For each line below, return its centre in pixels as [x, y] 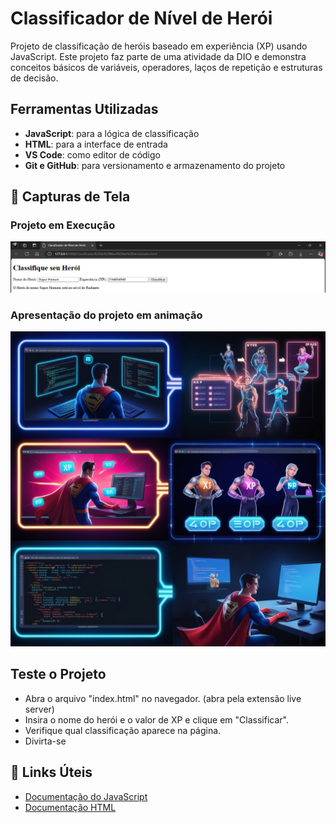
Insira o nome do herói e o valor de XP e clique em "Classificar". [156, 719]
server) [39, 709]
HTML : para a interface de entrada [96, 144]
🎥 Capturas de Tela [70, 197]
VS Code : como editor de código [92, 154]
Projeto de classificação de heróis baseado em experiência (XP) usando [159, 46]
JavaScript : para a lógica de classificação [112, 133]
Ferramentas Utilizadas [84, 109]
